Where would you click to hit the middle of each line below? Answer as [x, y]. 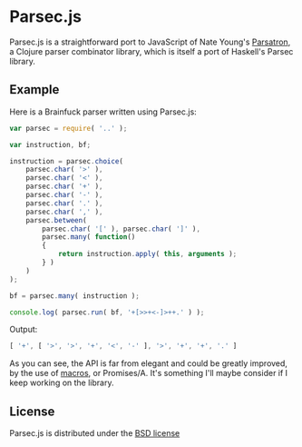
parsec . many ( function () [89, 237]
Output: [24, 330]
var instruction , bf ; [50, 144]
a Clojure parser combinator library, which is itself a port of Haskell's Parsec [151, 51]
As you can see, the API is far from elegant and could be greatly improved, [149, 363]
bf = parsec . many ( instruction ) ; [75, 296]
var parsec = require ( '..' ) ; [68, 128]
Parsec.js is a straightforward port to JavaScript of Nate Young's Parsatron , [150, 42]
